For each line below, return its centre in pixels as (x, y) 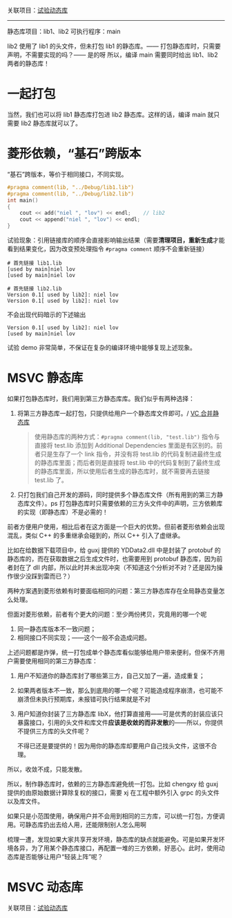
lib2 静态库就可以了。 (51, 123)
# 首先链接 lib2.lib (35, 289)
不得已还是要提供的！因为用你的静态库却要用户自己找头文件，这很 (111, 745)
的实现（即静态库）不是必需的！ (62, 512)
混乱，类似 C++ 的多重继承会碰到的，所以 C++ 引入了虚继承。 (96, 535)
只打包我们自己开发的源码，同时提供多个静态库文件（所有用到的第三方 (117, 495)
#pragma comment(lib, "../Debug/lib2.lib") (71, 194)
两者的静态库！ (28, 63)
